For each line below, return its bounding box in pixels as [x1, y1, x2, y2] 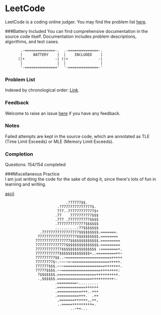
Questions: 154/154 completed [5, 162, 66, 168]
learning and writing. [5, 181, 47, 187]
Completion [5, 151, 33, 157]
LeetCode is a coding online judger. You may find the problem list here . [5, 19, 147, 25]
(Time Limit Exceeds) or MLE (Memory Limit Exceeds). [5, 139, 114, 144]
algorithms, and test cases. [5, 38, 59, 44]
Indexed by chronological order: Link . [5, 87, 80, 93]
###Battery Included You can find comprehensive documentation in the [5, 28, 148, 34]
